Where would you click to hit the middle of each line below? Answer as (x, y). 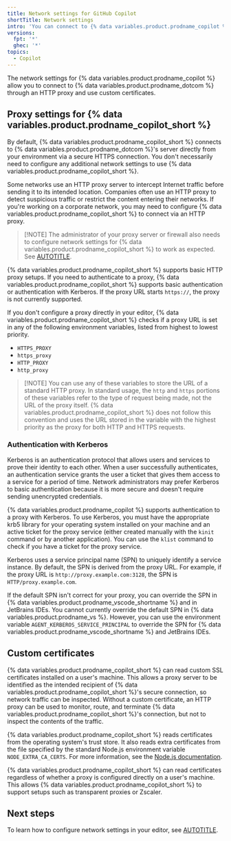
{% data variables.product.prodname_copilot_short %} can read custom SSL (115, 670)
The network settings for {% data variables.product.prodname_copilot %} (111, 78)
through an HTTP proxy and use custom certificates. (81, 92)
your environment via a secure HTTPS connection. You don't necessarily (110, 156)
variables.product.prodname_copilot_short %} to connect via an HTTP (106, 214)
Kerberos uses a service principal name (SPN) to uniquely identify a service (114, 560)
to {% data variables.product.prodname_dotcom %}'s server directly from (112, 149)
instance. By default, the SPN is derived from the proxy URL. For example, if (114, 567)
